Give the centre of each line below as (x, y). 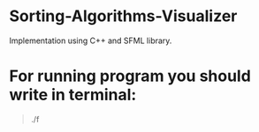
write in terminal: (73, 95)
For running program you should (130, 76)
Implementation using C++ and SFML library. (91, 40)
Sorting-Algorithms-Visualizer (123, 16)
